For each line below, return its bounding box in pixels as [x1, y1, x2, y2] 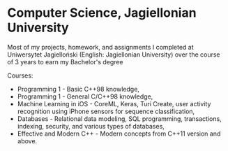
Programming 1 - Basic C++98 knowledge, [17, 85, 139, 93]
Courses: [7, 71, 33, 80]
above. [17, 136, 38, 145]
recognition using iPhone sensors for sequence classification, [17, 107, 195, 115]
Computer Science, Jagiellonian [7, 5, 197, 21]
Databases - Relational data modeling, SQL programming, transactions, [17, 114, 222, 123]
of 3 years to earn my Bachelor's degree [7, 57, 123, 66]
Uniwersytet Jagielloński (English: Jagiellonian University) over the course [7, 50, 221, 59]
